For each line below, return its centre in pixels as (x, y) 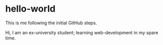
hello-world (31, 9)
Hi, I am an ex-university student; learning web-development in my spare (82, 32)
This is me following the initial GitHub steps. (51, 23)
